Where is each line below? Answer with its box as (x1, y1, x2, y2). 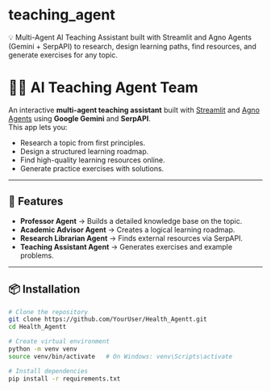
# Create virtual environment (8, 338, 110, 346)
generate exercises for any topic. (8, 50, 119, 60)
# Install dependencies (8, 367, 89, 375)
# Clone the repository (8, 308, 89, 316)
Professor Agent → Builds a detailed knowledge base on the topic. (19, 216, 243, 225)
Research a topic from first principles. (19, 137, 146, 147)
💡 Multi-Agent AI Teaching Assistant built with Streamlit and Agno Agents (8, 32, 252, 42)
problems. (19, 250, 54, 260)
